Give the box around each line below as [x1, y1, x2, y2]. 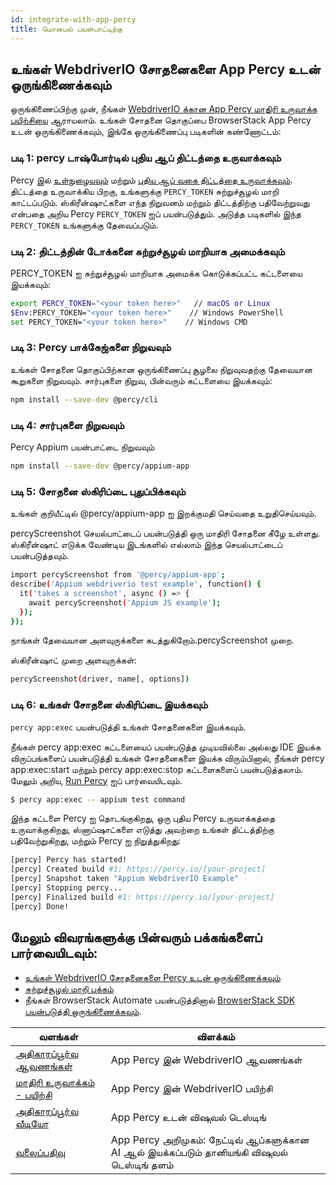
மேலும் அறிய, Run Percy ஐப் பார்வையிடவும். [10, 774, 183, 786]
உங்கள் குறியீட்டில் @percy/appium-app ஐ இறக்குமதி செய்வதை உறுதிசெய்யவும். [10, 507, 317, 520]
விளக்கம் [196, 1029, 236, 1043]
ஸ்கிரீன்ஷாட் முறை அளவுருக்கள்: [10, 654, 137, 666]
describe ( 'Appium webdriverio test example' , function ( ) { [10, 579, 262, 590]
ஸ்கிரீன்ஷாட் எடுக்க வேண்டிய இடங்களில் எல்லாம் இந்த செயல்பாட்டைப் [10, 539, 283, 551]
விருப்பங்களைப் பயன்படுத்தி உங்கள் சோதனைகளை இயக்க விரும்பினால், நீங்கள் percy [10, 752, 325, 764]
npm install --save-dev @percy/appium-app [10, 461, 190, 471]
